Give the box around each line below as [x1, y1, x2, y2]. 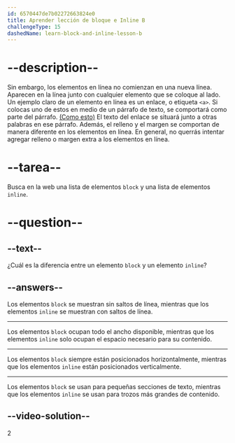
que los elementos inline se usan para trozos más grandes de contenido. [7, 390, 220, 398]
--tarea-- [7, 160, 62, 176]
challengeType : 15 [7, 23, 61, 30]
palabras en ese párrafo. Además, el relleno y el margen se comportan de [7, 120, 220, 129]
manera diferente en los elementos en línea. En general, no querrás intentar [7, 127, 225, 136]
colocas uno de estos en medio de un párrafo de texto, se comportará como [7, 106, 227, 114]
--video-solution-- [7, 410, 90, 422]
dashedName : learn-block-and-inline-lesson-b [7, 29, 142, 37]
